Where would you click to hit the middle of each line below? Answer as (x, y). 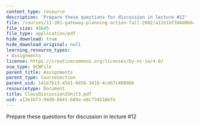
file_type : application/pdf (41, 34)
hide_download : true (32, 39)
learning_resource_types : (38, 50)
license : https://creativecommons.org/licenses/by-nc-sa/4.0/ (85, 61)
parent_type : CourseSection (41, 77)
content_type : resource (36, 12)
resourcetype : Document (36, 89)
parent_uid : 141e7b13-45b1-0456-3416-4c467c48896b (70, 83)
